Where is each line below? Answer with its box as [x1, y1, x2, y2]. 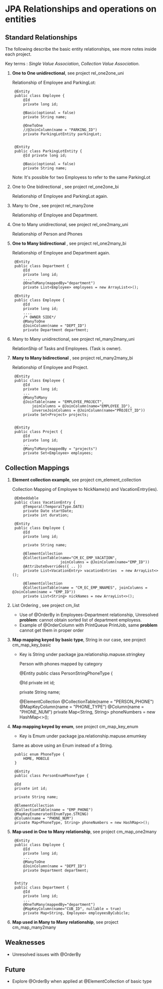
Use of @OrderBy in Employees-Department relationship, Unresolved [19, 612, 159, 618]
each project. [5, 51, 32, 57]
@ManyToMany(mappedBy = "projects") [23, 446, 97, 451]
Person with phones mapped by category [19, 660, 103, 666]
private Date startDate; [23, 508, 74, 513]
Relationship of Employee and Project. [12, 365, 89, 370]
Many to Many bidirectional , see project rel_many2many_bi [12, 355, 133, 361]
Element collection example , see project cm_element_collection [12, 477, 141, 483]
